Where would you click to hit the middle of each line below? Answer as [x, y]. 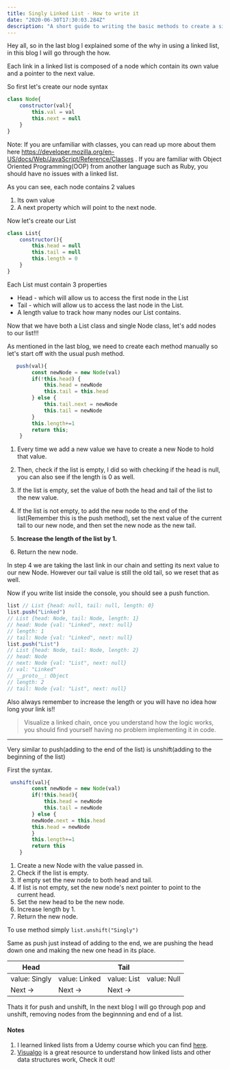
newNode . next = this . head [69, 820]
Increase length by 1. [46, 909]
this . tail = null [56, 252]
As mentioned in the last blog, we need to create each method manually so [113, 346]
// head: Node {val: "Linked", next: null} [70, 624]
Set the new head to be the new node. [71, 902]
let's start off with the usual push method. [66, 353]
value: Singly [31, 979]
